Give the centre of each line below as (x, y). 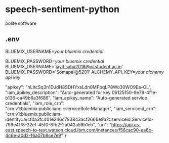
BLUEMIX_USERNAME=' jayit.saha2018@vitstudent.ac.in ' (64, 66)
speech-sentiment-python (62, 9)
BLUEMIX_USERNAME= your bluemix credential (54, 51)
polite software (21, 23)
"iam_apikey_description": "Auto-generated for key (58, 92)
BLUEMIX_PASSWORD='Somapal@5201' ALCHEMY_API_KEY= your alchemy (85, 72)
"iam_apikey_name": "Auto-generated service (100, 98)
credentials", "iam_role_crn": (35, 103)
